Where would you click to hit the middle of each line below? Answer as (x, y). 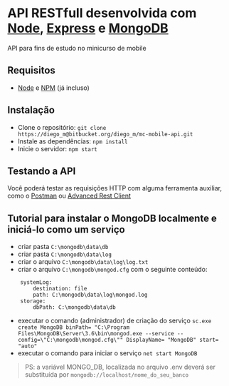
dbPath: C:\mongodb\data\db (74, 308)
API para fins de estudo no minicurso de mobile (77, 48)
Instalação (31, 110)
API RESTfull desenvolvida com (102, 13)
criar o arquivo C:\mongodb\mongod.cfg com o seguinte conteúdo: (112, 270)
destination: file (60, 289)
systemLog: (36, 283)
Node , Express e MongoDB (88, 28)
